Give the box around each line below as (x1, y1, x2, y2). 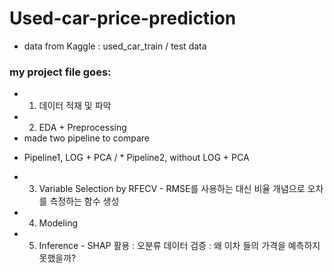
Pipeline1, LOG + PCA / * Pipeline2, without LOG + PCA (23, 152, 250, 164)
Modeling (38, 217, 79, 229)
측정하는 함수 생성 (49, 195, 120, 207)
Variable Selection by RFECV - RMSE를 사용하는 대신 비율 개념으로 (38, 183, 306, 195)
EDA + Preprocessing (38, 122, 127, 134)
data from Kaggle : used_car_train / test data (23, 40, 207, 52)
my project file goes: (9, 65, 112, 79)
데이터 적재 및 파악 (38, 100, 112, 112)
